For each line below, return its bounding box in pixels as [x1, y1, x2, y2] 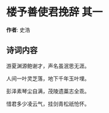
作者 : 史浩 [6, 26, 30, 33]
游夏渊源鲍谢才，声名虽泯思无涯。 [6, 62, 90, 69]
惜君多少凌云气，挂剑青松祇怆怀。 [6, 100, 90, 107]
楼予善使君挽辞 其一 [6, 5, 103, 19]
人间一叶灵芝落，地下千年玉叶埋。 [6, 75, 90, 82]
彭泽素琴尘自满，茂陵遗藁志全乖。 [6, 87, 90, 95]
